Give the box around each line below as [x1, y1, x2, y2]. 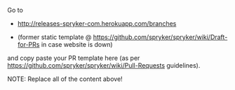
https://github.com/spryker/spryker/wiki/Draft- [93, 33, 228, 41]
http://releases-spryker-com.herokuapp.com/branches [17, 20, 177, 27]
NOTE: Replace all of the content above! [7, 75, 123, 83]
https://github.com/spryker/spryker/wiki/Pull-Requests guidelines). [7, 61, 201, 69]
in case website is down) [41, 40, 114, 48]
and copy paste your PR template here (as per [7, 54, 140, 62]
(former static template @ [17, 33, 92, 41]
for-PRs [17, 40, 40, 48]
